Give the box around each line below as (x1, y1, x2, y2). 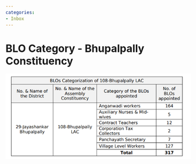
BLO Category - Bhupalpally (5, 42, 145, 55)
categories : (5, 9, 35, 15)
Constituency (5, 54, 74, 68)
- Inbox (5, 15, 25, 22)
